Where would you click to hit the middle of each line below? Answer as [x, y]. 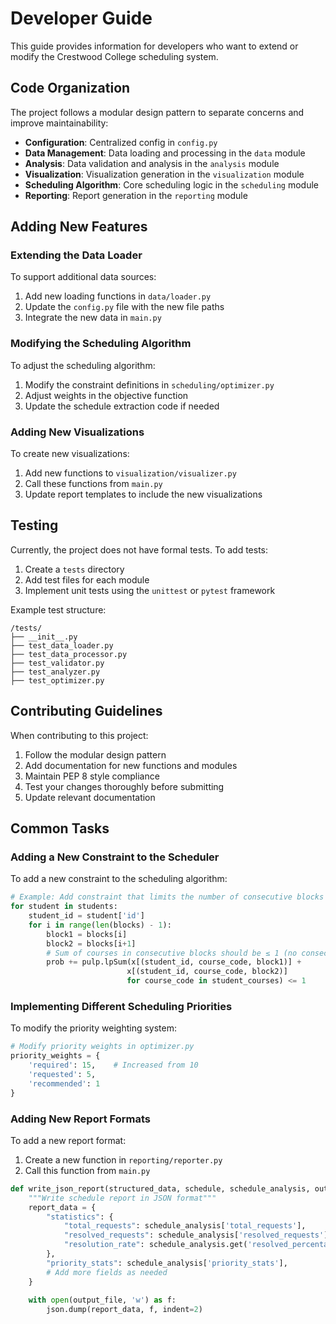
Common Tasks [60, 828]
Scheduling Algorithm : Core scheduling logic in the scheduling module [171, 184]
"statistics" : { [80, 1217]
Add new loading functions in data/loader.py [118, 296]
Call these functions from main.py [93, 484]
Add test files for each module [87, 579]
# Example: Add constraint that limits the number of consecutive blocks [167, 897]
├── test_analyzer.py [55, 672]
